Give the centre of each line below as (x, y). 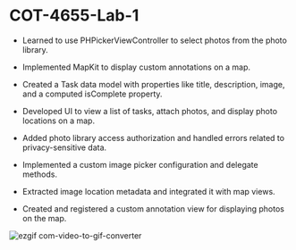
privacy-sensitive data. (64, 147)
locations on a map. (59, 121)
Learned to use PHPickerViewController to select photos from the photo (155, 40)
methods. (40, 174)
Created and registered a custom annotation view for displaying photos (153, 208)
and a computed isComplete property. (92, 94)
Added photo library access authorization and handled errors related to (153, 137)
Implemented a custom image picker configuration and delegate (140, 164)
